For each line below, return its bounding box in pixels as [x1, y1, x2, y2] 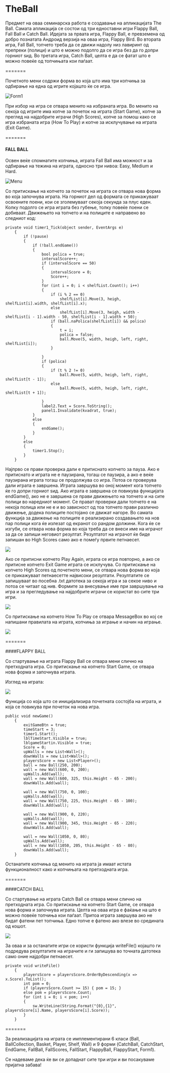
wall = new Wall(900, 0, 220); [23, 812, 90, 817]
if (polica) [41, 359, 67, 364]
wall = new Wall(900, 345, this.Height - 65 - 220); [23, 821, 138, 826]
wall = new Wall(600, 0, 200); [23, 767, 90, 772]
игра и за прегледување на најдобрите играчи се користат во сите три [5, 589, 160, 595]
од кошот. [5, 923, 27, 929]
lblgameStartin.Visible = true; [23, 740, 92, 745]
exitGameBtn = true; [23, 722, 67, 728]
